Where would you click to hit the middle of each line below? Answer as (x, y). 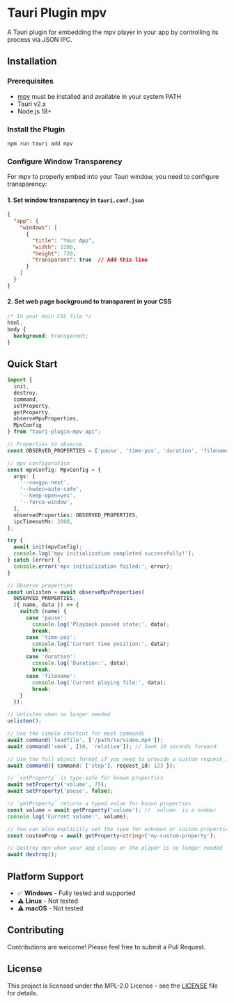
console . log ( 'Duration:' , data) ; (81, 663)
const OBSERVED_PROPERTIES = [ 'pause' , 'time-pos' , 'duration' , (102, 450)
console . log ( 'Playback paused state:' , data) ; (101, 624)
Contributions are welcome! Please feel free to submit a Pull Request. (107, 947)
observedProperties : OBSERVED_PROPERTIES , (76, 515)
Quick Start (32, 364)
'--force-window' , (46, 503)
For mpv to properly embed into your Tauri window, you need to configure (113, 177)
